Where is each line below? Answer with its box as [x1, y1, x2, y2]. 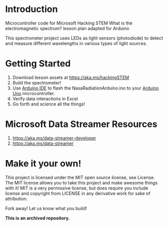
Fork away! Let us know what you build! [5, 205, 87, 211]
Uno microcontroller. [12, 90, 55, 96]
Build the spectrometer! [12, 79, 61, 85]
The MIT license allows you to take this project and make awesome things [5, 179, 158, 185]
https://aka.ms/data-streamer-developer [12, 135, 96, 141]
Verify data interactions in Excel [12, 95, 78, 101]
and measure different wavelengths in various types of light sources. [5, 40, 147, 46]
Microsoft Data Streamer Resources [5, 118, 157, 130]
